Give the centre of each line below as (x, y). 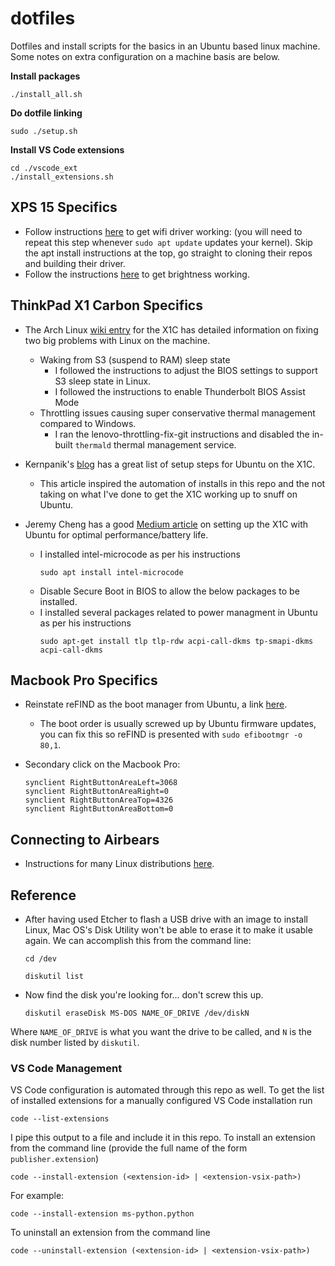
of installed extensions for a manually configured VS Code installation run (161, 1101)
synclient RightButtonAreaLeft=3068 (101, 783)
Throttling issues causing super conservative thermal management (177, 413)
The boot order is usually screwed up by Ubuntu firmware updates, (178, 724)
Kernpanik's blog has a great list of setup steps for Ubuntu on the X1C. (170, 464)
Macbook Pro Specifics (84, 680)
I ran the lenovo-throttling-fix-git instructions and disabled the (182, 434)
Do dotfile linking (46, 113)
